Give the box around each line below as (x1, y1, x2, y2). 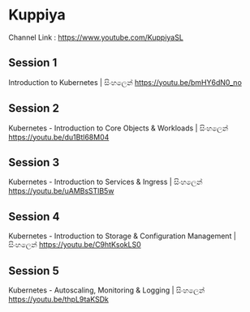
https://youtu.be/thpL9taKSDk (8, 294, 110, 304)
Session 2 (8, 101, 59, 115)
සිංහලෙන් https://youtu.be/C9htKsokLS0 (8, 240, 142, 250)
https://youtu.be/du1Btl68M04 (8, 132, 110, 142)
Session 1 (8, 56, 58, 70)
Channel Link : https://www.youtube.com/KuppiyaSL (8, 32, 184, 42)
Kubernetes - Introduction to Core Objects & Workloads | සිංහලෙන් (8, 123, 229, 133)
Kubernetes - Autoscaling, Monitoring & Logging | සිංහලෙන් (8, 285, 205, 295)
